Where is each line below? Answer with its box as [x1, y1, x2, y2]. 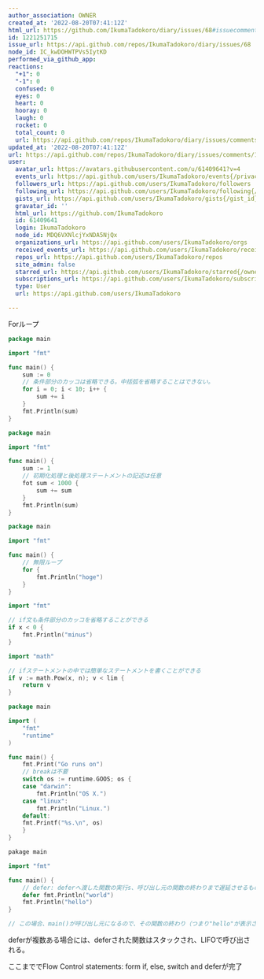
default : [22, 812, 51, 820]
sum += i [36, 393, 65, 401]
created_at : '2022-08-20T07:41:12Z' [8, 19, 128, 27]
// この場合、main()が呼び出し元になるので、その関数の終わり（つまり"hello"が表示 [8, 920, 251, 928]
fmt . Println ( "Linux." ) [36, 804, 111, 812]
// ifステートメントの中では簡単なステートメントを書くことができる [8, 666, 202, 674]
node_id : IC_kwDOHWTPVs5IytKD [8, 48, 108, 56]
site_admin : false [15, 261, 76, 269]
